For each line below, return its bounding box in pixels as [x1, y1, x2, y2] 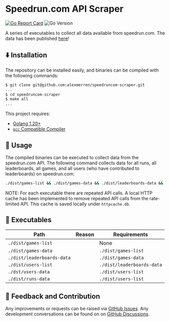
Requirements [113, 231, 148, 238]
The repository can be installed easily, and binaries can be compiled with [5, 67, 159, 73]
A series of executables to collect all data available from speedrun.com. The [5, 30, 165, 36]
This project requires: [5, 111, 51, 117]
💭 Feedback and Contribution [5, 292, 101, 301]
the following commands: [5, 72, 59, 78]
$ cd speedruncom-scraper [5, 92, 60, 97]
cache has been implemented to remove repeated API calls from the [5, 195, 149, 201]
